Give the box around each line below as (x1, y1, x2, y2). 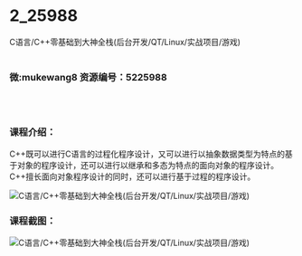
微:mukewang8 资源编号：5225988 (9, 71, 167, 83)
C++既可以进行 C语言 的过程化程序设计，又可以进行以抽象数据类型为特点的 (9, 148, 285, 159)
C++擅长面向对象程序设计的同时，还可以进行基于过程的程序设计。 (9, 171, 256, 182)
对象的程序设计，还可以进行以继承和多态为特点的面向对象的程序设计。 (16, 159, 278, 170)
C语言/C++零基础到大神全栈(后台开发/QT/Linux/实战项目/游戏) (9, 36, 241, 47)
